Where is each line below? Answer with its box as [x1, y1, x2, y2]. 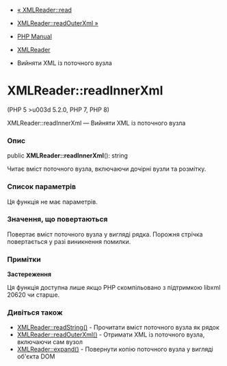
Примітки [7, 254, 41, 264]
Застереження [7, 270, 52, 278]
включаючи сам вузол [16, 338, 83, 346]
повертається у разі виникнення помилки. [7, 237, 131, 245]
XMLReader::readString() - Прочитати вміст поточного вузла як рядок [16, 324, 220, 332]
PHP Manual [16, 32, 53, 40]
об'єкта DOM [16, 352, 55, 361]
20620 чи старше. [7, 291, 60, 299]
